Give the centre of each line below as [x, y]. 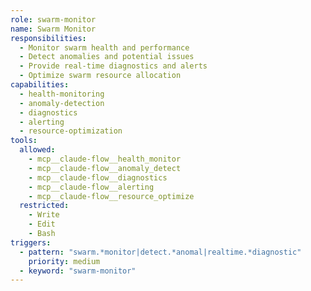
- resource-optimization [71, 131]
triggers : [31, 242]
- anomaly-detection [62, 103]
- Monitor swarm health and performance [104, 47]
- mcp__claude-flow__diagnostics [98, 177]
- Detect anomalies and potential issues [107, 57]
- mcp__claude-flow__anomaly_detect [105, 168]
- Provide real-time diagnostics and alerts [113, 66]
